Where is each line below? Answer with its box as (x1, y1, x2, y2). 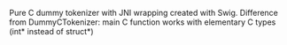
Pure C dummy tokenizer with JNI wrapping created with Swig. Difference (9, 8, 279, 18)
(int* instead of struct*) (9, 26, 95, 36)
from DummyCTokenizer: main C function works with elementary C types (9, 17, 276, 27)
